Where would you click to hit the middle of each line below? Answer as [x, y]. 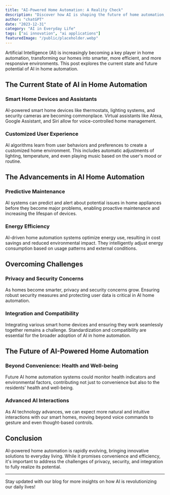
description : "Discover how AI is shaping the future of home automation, [86, 15]
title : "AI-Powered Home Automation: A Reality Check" [64, 10]
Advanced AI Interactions [37, 401]
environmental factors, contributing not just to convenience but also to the [82, 382]
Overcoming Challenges [44, 264]
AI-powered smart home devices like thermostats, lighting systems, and [80, 110]
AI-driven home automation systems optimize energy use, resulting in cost [83, 237]
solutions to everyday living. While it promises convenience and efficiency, [83, 456]
